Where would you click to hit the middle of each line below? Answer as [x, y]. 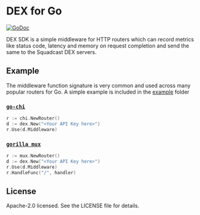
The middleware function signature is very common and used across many [99, 85]
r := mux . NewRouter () [33, 156]
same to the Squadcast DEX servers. [51, 52]
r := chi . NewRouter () [33, 118]
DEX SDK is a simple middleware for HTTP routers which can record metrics [100, 39]
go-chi [16, 107]
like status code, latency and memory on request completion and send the [98, 46]
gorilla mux [24, 144]
